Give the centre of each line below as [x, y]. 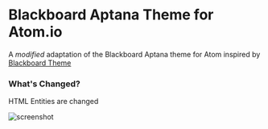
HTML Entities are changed [54, 102]
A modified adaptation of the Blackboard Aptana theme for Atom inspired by [134, 54]
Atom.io [35, 32]
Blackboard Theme [40, 63]
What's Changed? [44, 84]
